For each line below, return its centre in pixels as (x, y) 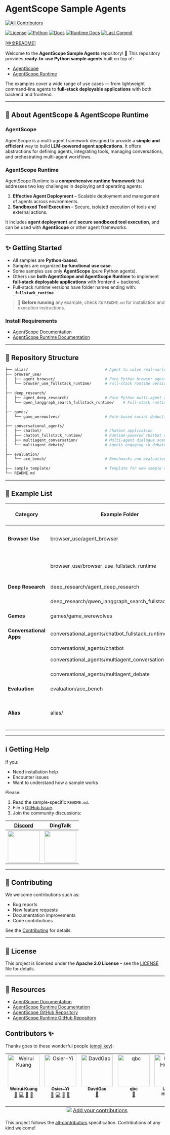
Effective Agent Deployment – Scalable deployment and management (86, 196)
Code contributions (33, 921)
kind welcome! (20, 1128)
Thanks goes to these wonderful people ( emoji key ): (60, 1046)
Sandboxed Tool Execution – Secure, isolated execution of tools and (84, 207)
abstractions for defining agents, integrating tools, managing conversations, (84, 151)
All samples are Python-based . (45, 260)
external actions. (30, 212)
